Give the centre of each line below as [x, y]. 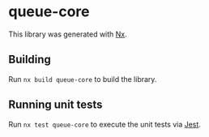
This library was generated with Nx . [68, 34]
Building [30, 60]
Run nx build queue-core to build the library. [83, 79]
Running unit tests [55, 105]
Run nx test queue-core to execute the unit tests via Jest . [104, 124]
